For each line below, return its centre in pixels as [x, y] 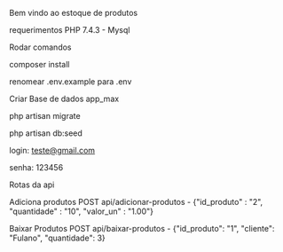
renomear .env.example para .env [71, 82]
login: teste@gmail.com [52, 150]
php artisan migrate [45, 116]
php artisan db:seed [46, 133]
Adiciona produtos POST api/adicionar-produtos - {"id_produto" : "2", [136, 202]
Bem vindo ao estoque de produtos [74, 13]
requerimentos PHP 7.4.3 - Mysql [70, 30]
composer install [39, 64]
